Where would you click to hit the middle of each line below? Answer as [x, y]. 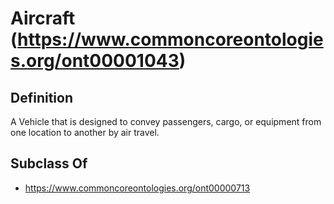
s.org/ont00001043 [95, 61]
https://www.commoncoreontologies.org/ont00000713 [137, 188]
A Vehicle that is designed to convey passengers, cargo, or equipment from [166, 121]
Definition [41, 97]
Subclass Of [49, 163]
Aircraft [43, 18]
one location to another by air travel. [85, 132]
